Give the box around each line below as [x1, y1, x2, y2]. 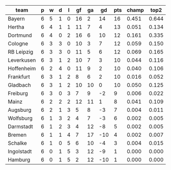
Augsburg [8, 107, 32, 113]
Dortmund [8, 32, 32, 39]
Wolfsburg [8, 115, 33, 122]
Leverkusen [8, 57, 36, 63]
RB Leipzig [8, 48, 34, 55]
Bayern [8, 15, 25, 22]
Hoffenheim [8, 65, 36, 72]
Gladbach [8, 82, 32, 88]
